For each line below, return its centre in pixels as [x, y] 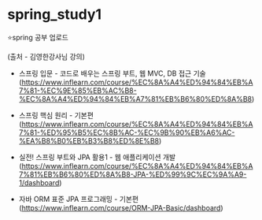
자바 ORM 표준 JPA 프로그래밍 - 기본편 [79, 199]
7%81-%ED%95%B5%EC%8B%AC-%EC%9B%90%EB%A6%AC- [127, 132]
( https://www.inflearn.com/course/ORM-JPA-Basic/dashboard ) [121, 207]
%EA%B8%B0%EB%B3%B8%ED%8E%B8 [89, 140]
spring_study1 [55, 15]
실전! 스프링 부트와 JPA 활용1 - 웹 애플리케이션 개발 [97, 157]
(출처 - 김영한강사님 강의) [46, 56]
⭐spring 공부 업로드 [38, 37]
